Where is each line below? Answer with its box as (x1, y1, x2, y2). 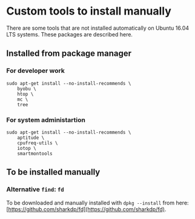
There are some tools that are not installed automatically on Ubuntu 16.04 (6, 24, 190, 32)
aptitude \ (17, 135, 45, 141)
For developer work (6, 67, 65, 75)
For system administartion (6, 115, 86, 124)
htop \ (17, 91, 34, 97)
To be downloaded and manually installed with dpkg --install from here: (6, 199, 189, 206)
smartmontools (17, 150, 53, 157)
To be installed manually (6, 167, 101, 177)
